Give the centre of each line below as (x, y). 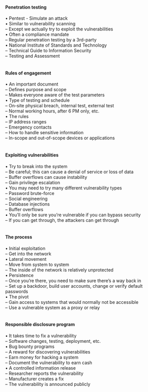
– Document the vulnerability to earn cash (49, 363)
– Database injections (28, 204)
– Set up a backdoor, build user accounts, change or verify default (74, 286)
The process (19, 237)
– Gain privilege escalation (33, 182)
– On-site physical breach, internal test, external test (60, 106)
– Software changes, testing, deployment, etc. (53, 341)
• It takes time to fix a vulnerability (41, 336)
